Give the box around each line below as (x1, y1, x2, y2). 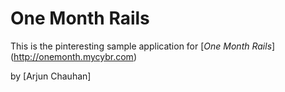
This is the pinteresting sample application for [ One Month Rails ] (10, 40, 276, 52)
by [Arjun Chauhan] (10, 70, 92, 82)
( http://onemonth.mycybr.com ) (10, 50, 137, 62)
